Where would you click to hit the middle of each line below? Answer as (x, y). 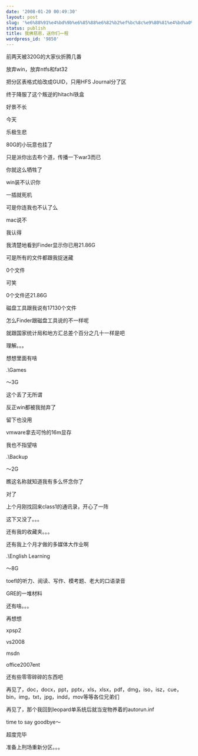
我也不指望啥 (22, 445)
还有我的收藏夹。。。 (29, 532)
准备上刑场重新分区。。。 (34, 747)
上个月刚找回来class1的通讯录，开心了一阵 (57, 507)
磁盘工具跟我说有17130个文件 (41, 308)
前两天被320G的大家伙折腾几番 (44, 56)
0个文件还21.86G (27, 295)
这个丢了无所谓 (24, 395)
